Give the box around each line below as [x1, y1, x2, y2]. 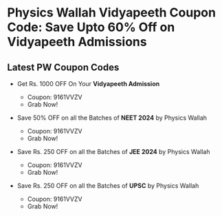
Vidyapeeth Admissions [7, 34, 147, 50]
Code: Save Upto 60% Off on [7, 19, 175, 35]
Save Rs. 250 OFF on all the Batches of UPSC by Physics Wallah [16, 182, 199, 190]
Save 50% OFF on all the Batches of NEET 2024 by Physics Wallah [16, 114, 208, 122]
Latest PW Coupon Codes [7, 61, 120, 73]
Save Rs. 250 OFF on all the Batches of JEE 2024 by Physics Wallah [16, 148, 210, 155]
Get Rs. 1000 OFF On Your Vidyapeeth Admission [16, 80, 160, 87]
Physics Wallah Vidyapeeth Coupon [7, 5, 217, 21]
